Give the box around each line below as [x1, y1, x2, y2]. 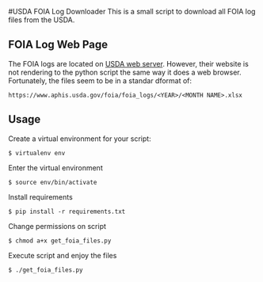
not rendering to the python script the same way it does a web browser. [8, 67, 242, 77]
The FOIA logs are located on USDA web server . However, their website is [8, 59, 250, 68]
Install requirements [8, 192, 73, 201]
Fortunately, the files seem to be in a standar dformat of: [8, 75, 192, 86]
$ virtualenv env [8, 149, 66, 157]
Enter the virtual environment [8, 162, 103, 173]
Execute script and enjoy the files [8, 250, 117, 260]
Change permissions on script [8, 221, 107, 231]
